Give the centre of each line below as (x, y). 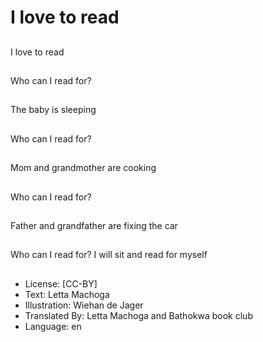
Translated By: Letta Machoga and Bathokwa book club (138, 315)
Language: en (53, 326)
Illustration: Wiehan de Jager (84, 305)
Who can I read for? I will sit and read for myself (109, 255)
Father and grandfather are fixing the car (94, 225)
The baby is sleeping (53, 110)
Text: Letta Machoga (67, 294)
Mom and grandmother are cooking (83, 168)
